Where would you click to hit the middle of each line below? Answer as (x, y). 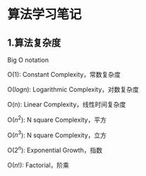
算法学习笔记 (45, 14)
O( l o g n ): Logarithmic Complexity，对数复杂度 (73, 89)
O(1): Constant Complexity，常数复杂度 (64, 74)
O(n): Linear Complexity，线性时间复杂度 (67, 104)
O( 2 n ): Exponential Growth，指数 (55, 150)
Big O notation (28, 60)
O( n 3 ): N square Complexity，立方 (57, 134)
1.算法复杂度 (34, 43)
